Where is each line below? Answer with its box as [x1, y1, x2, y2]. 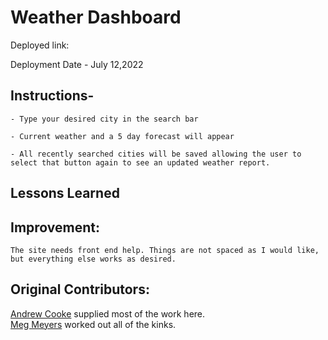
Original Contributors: [10, 281, 150, 298]
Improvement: [10, 219, 101, 236]
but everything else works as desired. [10, 254, 177, 264]
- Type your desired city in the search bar [10, 114, 199, 124]
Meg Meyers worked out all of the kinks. [10, 318, 177, 330]
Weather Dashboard [10, 6, 182, 29]
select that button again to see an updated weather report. [10, 157, 271, 168]
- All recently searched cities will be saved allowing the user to [10, 149, 302, 159]
